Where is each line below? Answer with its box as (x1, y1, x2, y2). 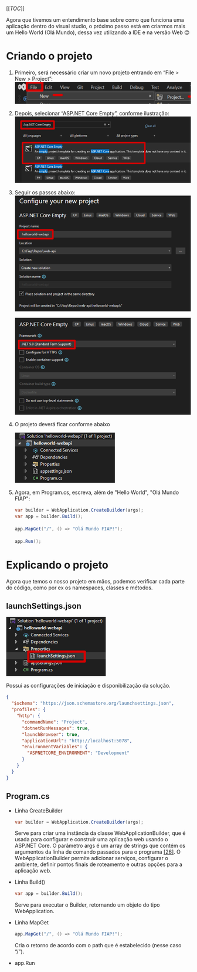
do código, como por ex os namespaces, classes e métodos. (6, 584, 153, 591)
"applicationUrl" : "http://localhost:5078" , (21, 738, 133, 744)
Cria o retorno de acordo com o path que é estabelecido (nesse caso (14, 942, 182, 949)
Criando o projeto (6, 49, 93, 63)
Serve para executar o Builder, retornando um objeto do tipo (14, 901, 160, 908)
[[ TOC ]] (6, 5, 25, 12)
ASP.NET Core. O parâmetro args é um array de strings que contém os (14, 842, 186, 850)
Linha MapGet (14, 919, 49, 926)
